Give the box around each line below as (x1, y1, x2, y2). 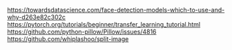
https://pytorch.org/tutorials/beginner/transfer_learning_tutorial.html (7, 21, 201, 28)
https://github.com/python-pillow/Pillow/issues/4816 (7, 27, 157, 36)
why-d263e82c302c (7, 13, 66, 21)
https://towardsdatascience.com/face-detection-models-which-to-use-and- (7, 6, 225, 14)
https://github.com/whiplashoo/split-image (7, 35, 129, 43)
